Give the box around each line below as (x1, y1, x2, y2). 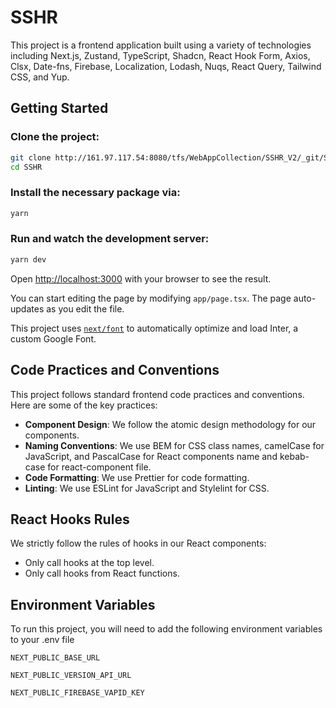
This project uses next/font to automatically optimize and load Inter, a (10, 322, 299, 334)
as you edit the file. (46, 302, 125, 315)
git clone (10, 152, 52, 163)
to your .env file (10, 634, 75, 646)
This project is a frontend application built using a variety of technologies (10, 39, 312, 51)
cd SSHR (10, 162, 43, 172)
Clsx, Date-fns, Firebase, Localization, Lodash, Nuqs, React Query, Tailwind (10, 60, 322, 72)
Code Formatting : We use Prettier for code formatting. (24, 471, 250, 483)
